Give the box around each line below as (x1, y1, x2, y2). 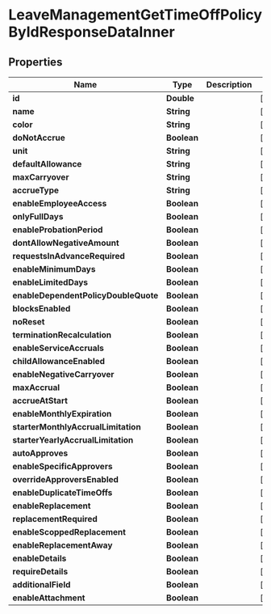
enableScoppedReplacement (12, 527, 127, 537)
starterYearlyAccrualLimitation (12, 434, 134, 446)
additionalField (12, 579, 71, 590)
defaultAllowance (12, 159, 82, 169)
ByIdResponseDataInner (8, 23, 175, 41)
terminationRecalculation (12, 329, 112, 341)
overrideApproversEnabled (12, 474, 119, 485)
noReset (12, 316, 45, 327)
